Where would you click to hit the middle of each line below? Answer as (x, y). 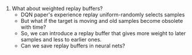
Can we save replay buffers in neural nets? (73, 46)
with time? (33, 27)
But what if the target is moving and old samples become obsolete (102, 21)
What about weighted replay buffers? (57, 8)
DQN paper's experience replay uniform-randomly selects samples (103, 15)
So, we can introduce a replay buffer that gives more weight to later (103, 33)
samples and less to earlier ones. (61, 39)
